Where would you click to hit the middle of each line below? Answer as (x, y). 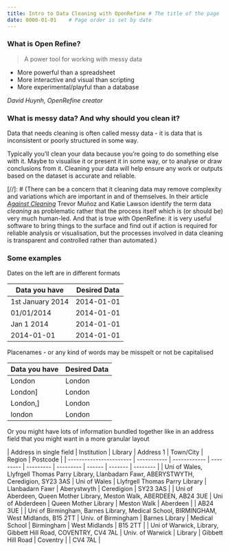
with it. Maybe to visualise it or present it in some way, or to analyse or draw (114, 161)
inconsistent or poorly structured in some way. (73, 141)
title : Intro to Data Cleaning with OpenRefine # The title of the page (113, 13)
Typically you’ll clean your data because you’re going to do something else (113, 154)
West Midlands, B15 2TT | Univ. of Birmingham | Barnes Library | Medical (110, 518)
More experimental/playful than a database (78, 87)
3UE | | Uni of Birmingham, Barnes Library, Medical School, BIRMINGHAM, (112, 511)
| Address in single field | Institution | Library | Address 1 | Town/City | (105, 453)
